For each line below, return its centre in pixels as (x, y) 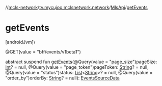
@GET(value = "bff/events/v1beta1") (43, 52)
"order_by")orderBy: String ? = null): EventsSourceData (62, 78)
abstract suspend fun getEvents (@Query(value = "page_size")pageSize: (81, 62)
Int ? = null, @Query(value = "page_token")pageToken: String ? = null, (77, 67)
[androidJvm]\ (20, 42)
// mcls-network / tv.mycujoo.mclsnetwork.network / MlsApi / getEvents (76, 7)
